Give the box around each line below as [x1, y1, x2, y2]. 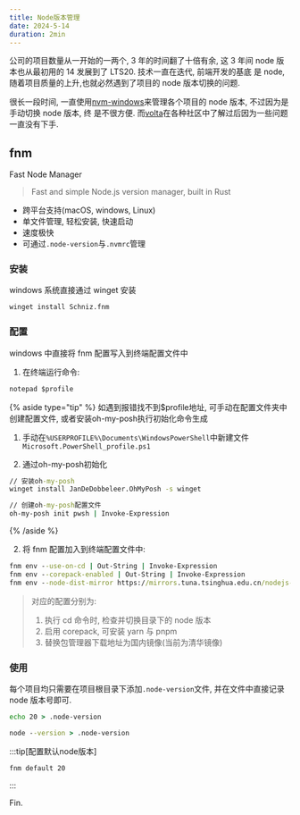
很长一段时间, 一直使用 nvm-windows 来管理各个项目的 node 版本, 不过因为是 [9, 97, 289, 107]
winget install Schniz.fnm [9, 303, 110, 312]
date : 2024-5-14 [9, 21, 70, 30]
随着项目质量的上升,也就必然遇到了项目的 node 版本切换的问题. [9, 78, 241, 88]
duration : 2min [9, 29, 66, 38]
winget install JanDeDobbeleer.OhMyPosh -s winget [9, 484, 202, 494]
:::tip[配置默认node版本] [9, 745, 97, 756]
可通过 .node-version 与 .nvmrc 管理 [21, 239, 146, 249]
